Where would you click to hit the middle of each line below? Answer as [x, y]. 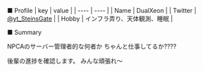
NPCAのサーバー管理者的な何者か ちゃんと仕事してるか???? [92, 46]
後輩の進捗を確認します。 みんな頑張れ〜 [65, 61]
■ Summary [24, 32]
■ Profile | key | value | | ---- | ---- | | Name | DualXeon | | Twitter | [102, 11]
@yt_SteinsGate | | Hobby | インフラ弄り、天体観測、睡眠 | [90, 18]
